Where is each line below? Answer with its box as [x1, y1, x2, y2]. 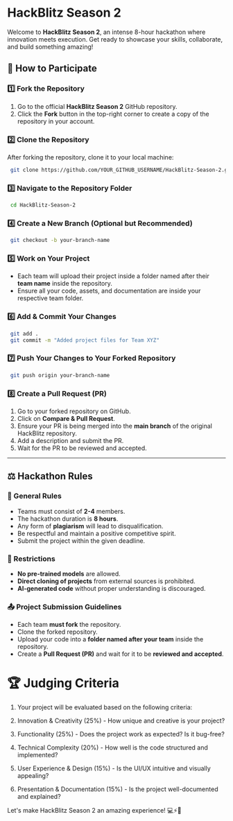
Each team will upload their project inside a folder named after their [17, 272, 210, 280]
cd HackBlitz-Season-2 [10, 202, 76, 209]
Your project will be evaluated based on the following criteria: [17, 703, 193, 711]
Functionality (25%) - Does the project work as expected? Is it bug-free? [17, 730, 225, 738]
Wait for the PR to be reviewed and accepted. [17, 444, 147, 452]
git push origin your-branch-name [10, 372, 110, 379]
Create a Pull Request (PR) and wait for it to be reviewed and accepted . [17, 650, 224, 658]
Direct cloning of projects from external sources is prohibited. [17, 577, 196, 585]
